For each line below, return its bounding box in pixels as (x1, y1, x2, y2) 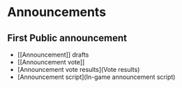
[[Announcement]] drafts (17, 50, 89, 59)
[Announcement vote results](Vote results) (17, 66, 140, 73)
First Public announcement (7, 32, 128, 44)
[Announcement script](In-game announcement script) (17, 73, 176, 81)
